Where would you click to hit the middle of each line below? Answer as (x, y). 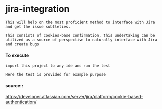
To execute (17, 55)
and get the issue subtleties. (38, 27)
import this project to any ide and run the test (58, 66)
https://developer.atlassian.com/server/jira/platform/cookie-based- (74, 97)
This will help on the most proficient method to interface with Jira (80, 22)
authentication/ (21, 102)
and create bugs (22, 44)
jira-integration (38, 9)
